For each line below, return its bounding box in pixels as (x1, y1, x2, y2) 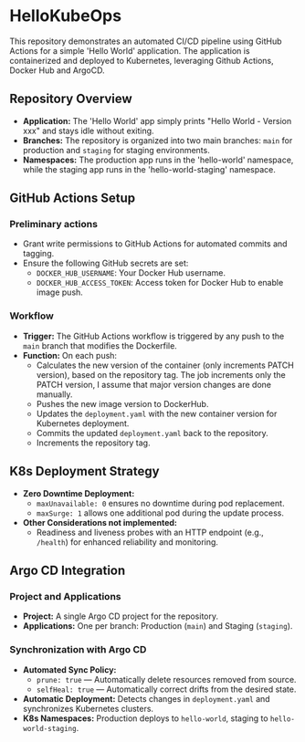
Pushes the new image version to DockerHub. (36, 398, 209, 409)
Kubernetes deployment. (36, 417, 130, 429)
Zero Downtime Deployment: (22, 487, 135, 498)
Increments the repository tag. (36, 437, 151, 448)
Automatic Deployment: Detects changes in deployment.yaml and (22, 693, 271, 704)
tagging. (22, 248, 55, 259)
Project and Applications (9, 590, 121, 602)
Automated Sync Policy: (22, 664, 117, 675)
